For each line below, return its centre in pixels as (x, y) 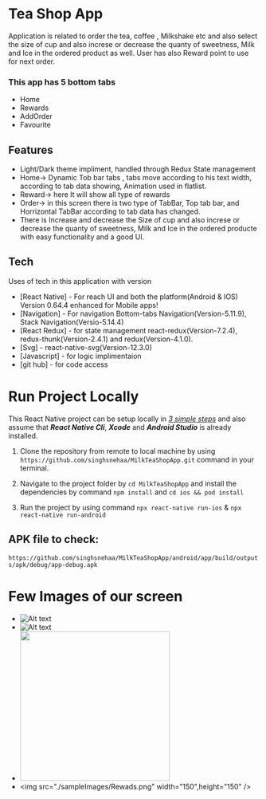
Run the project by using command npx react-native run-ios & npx (131, 507)
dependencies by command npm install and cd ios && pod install (132, 492)
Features (31, 150)
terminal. (34, 468)
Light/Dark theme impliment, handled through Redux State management (138, 169)
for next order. (32, 61)
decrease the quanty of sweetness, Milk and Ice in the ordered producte (138, 229)
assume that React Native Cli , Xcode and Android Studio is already (120, 427)
